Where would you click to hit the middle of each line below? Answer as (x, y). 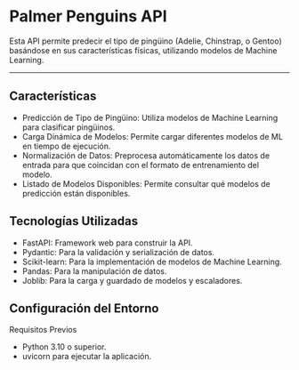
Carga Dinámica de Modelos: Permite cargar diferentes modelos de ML (152, 136)
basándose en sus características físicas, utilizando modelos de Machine (143, 50)
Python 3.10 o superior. (64, 347)
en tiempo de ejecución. (66, 146)
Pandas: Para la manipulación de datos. (94, 271)
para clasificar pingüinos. (69, 127)
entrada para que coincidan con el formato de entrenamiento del (141, 165)
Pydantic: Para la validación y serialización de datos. (118, 252)
